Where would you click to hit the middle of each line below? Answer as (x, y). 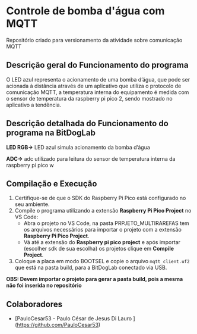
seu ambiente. (32, 204)
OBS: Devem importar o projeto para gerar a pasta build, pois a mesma (95, 279)
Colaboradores (34, 304)
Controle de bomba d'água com (85, 11)
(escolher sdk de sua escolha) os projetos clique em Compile (99, 249)
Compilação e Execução (52, 184)
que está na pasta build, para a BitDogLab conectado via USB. (91, 268)
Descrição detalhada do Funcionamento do (88, 124)
